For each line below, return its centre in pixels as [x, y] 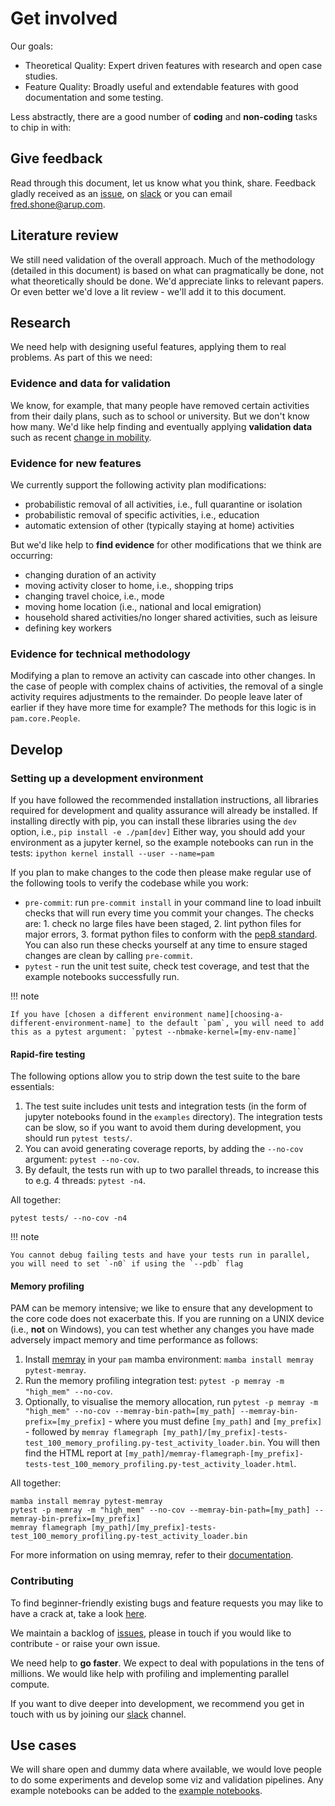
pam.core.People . [45, 718]
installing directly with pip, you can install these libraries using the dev [153, 821]
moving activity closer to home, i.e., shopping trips [129, 585]
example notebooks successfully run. [102, 976]
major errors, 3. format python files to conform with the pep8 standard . [171, 934]
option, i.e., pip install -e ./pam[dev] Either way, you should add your [158, 831]
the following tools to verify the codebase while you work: [129, 883]
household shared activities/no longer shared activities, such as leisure [171, 617]
